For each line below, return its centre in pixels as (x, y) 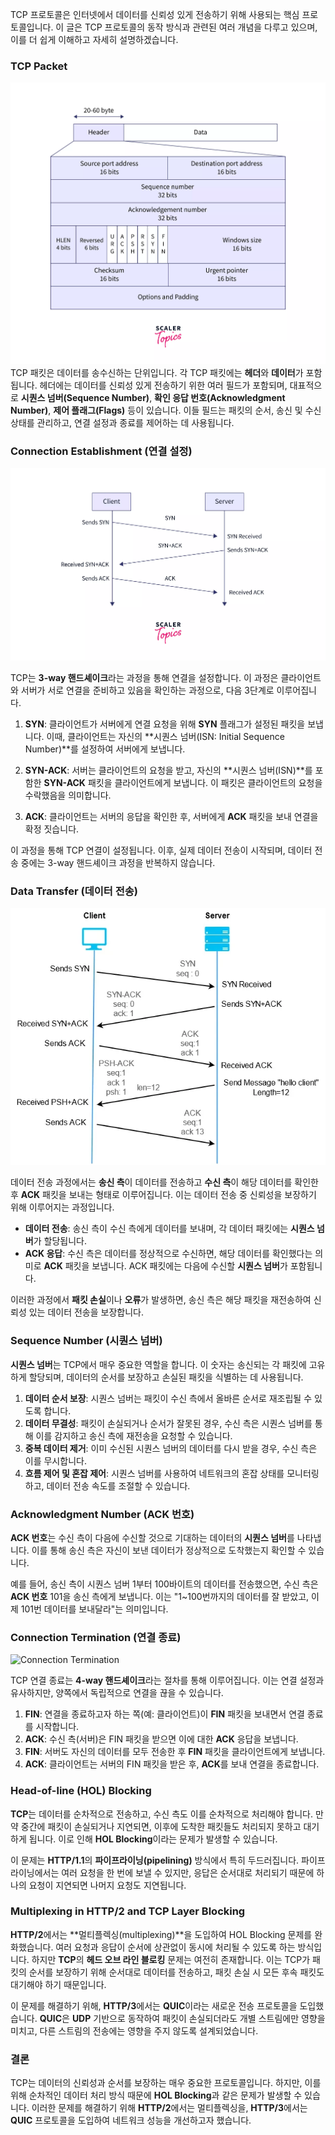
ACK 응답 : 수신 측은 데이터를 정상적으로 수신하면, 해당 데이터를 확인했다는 (168, 1254)
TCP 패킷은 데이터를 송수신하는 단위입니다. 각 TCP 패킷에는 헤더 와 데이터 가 (157, 372)
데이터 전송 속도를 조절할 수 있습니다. (118, 1485)
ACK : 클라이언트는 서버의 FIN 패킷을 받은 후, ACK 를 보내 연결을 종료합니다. (172, 1764)
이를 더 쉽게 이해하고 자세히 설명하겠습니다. (94, 39)
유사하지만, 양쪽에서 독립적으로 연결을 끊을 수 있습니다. (117, 1693)
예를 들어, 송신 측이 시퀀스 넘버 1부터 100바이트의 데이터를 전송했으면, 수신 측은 (164, 1584)
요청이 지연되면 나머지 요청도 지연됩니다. (107, 1885)
